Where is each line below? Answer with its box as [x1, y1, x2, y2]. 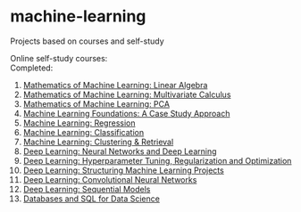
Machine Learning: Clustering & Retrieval [22, 136, 174, 147]
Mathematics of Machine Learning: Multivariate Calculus [22, 89, 231, 100]
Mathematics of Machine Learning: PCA [22, 98, 171, 109]
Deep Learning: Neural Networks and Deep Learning [22, 145, 217, 157]
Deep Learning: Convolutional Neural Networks [22, 174, 197, 184]
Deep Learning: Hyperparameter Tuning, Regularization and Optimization [22, 155, 292, 166]
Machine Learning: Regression [22, 118, 136, 128]
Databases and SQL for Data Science [22, 193, 160, 204]
